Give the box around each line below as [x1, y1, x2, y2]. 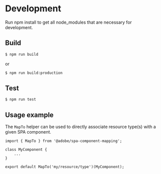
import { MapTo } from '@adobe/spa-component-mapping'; [5, 139, 122, 143]
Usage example [5, 110, 54, 119]
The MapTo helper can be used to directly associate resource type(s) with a [5, 124, 156, 130]
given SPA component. [5, 129, 52, 135]
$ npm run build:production [5, 70, 63, 75]
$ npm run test [5, 97, 36, 102]
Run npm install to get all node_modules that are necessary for [5, 19, 132, 25]
